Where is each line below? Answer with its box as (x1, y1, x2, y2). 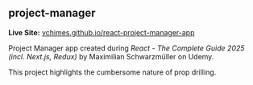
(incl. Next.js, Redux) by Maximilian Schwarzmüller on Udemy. (8, 51, 214, 61)
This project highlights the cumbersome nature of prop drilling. (8, 67, 217, 77)
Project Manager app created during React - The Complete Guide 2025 (8, 43, 245, 53)
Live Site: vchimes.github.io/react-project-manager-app (8, 27, 195, 37)
